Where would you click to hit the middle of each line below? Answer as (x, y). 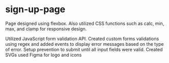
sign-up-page (35, 9)
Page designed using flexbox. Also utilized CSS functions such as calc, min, (85, 23)
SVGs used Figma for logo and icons (44, 55)
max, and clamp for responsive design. (46, 28)
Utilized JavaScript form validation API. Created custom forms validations (82, 39)
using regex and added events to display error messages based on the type (84, 44)
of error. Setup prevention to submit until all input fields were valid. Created (84, 49)
